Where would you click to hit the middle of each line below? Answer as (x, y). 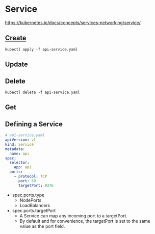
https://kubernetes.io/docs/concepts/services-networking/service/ (73, 23)
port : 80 (27, 181)
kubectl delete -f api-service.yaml (42, 92)
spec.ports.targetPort (34, 210)
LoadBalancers (35, 205)
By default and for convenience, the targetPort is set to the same (85, 221)
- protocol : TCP (31, 177)
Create (16, 38)
